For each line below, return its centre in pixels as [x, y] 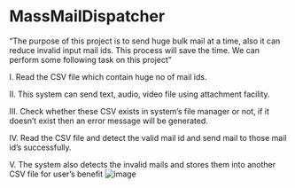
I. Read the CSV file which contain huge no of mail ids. [108, 76]
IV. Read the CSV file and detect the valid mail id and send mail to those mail [148, 137]
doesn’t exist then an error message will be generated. [109, 121]
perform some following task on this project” [90, 59]
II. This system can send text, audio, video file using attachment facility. [140, 94]
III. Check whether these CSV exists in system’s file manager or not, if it [140, 111]
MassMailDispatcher [87, 16]
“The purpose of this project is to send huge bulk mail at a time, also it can [145, 41]
